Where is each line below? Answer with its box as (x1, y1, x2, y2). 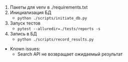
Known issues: (9, 46, 40, 51)
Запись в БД (9, 31, 37, 36)
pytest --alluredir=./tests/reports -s (17, 26, 101, 31)
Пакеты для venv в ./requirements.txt (9, 4, 88, 10)
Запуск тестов (9, 20, 41, 26)
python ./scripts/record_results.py (17, 37, 94, 42)
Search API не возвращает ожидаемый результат (17, 51, 123, 57)
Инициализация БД (9, 9, 51, 15)
